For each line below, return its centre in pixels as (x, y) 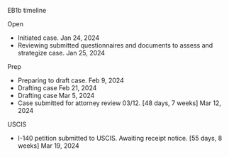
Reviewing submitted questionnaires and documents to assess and (115, 45)
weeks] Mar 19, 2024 (48, 146)
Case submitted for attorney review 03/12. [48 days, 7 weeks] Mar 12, (119, 103)
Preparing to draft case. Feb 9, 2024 (71, 80)
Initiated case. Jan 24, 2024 (58, 38)
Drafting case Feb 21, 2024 (57, 88)
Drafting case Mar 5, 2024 (56, 96)
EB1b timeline (27, 10)
